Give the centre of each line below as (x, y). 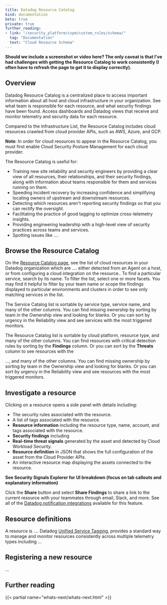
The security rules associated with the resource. (62, 415)
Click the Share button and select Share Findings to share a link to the (78, 493)
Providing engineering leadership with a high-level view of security (81, 224)
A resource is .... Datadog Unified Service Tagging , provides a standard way (83, 531)
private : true (20, 24)
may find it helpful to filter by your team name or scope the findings (74, 284)
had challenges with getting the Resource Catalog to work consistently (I (82, 62)
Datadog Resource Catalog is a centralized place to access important (76, 95)
